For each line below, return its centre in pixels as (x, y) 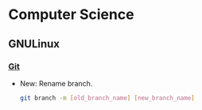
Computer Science (71, 15)
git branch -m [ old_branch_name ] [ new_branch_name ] (107, 98)
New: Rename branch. (56, 83)
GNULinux (34, 44)
